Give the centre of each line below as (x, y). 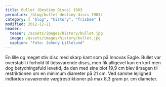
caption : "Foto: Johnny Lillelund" (47, 43)
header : (13, 29)
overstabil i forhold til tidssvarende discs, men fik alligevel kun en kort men (83, 62)
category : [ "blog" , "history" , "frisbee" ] (53, 19)
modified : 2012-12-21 (28, 24)
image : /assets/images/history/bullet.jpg (55, 38)
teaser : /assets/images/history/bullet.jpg (56, 33)
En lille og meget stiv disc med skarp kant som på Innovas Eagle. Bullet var (83, 57)
